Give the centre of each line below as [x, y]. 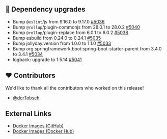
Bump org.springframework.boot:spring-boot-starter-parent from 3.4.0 [87, 48]
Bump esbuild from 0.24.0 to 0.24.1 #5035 [57, 38]
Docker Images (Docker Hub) [43, 131]
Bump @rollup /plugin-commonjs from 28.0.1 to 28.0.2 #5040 [76, 27]
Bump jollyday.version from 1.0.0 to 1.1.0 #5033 [62, 43]
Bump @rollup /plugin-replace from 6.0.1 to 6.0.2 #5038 [70, 32]
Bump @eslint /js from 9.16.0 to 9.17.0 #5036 [59, 21]
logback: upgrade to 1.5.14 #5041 [47, 60]
